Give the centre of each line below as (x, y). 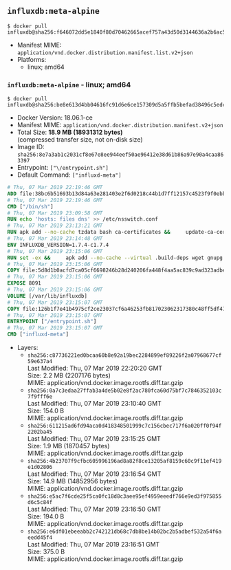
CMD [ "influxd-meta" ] (38, 335)
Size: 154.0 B (45, 411)
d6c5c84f (40, 503)
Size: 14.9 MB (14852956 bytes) (73, 481)
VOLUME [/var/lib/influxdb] (47, 296)
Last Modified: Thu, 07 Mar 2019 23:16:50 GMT (94, 509)
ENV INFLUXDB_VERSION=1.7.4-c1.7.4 (58, 245)
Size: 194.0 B (46, 516)
